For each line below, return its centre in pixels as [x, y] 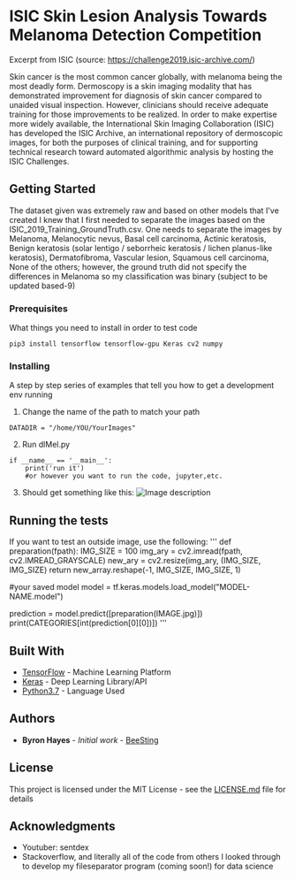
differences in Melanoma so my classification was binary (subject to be [138, 276]
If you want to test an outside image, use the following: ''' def [121, 542]
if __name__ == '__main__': [61, 461]
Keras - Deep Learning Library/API [84, 681]
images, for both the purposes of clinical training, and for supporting [134, 142]
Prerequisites [38, 309]
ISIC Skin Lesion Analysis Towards [138, 16]
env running [31, 394]
